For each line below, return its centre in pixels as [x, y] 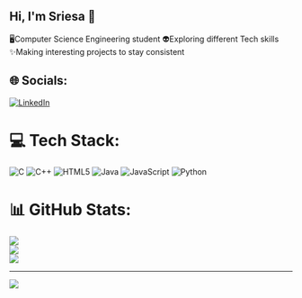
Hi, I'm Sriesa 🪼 [53, 17]
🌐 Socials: [39, 81]
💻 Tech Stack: [65, 140]
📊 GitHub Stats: [71, 209]
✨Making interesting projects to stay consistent [97, 51]
